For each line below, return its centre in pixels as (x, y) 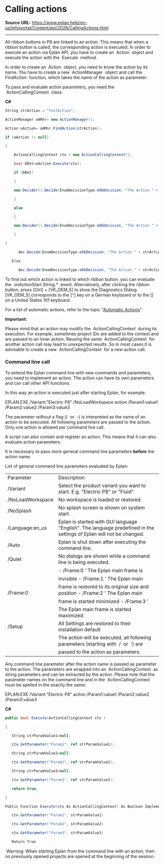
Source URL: (18, 23)
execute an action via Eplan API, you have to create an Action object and (79, 52)
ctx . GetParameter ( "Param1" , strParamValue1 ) (58, 815)
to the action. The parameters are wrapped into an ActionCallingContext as (82, 669)
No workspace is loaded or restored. (100, 499)
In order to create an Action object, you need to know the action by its (76, 67)
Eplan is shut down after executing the (102, 542)
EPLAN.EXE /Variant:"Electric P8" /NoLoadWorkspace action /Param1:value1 (82, 402)
